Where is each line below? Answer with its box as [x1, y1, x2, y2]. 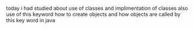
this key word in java [6, 17, 56, 23]
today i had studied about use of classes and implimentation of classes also [6, 5, 188, 11]
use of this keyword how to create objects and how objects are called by [6, 11, 181, 18]
